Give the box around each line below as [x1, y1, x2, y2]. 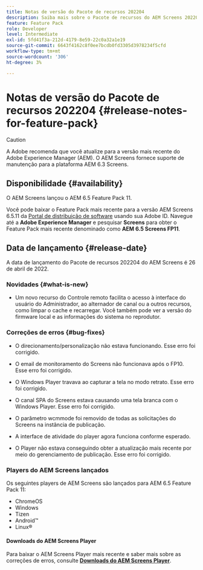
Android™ [14, 517, 39, 524]
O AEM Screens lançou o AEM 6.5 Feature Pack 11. [6, 194, 132, 202]
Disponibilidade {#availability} [6, 178, 123, 188]
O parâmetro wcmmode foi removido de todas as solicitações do [14, 414, 176, 421]
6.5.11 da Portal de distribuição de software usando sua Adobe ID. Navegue [6, 213, 193, 220]
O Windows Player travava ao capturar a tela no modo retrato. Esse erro [14, 378, 195, 385]
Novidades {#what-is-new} [6, 280, 89, 289]
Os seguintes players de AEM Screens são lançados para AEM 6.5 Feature [6, 479, 192, 487]
